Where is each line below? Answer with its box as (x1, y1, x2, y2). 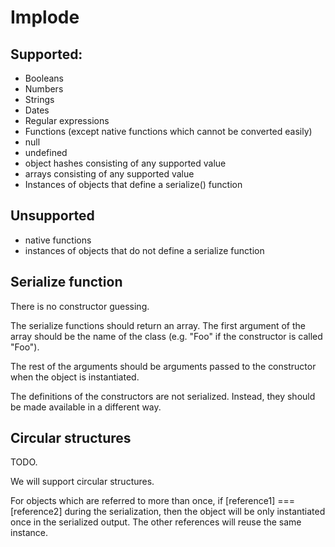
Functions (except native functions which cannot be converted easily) (24, 126, 313, 137)
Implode (10, 6, 80, 29)
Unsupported (10, 207, 95, 225)
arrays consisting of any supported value (24, 168, 195, 180)
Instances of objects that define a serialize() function (24, 179, 243, 190)
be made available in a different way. (10, 401, 162, 413)
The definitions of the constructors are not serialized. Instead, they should (10, 390, 316, 402)
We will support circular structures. (10, 476, 155, 488)
